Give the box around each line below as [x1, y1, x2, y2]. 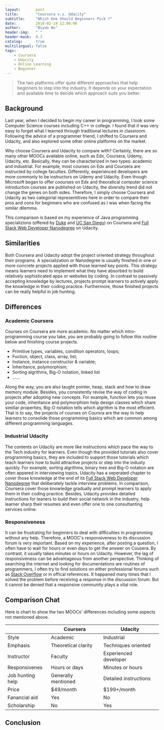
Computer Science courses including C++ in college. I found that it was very [5, 122, 159, 128]
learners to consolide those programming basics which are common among [5, 415, 157, 421]
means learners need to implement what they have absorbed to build [5, 268, 144, 273]
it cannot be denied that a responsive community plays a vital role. [5, 582, 139, 587]
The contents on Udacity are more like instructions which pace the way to [5, 444, 154, 450]
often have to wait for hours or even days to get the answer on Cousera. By [5, 545, 156, 551]
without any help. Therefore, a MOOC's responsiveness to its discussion [5, 535, 150, 540]
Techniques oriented [103, 642, 151, 649]
